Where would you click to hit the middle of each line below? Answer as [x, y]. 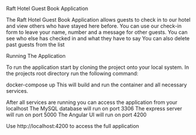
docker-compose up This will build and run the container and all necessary [97, 85]
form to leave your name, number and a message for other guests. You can [97, 32]
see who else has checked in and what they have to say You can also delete [98, 38]
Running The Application [36, 56]
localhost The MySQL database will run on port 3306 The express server [94, 108]
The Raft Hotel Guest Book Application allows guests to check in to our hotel [98, 20]
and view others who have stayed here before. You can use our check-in [94, 26]
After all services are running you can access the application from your [92, 102]
